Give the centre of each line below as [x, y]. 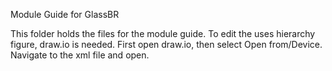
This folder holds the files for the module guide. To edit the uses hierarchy [163, 33]
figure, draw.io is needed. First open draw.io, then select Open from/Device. [166, 44]
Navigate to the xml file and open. [80, 55]
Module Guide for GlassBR [65, 14]
